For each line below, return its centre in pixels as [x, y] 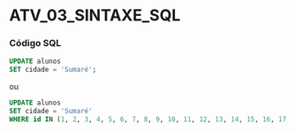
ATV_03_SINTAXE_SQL [95, 16]
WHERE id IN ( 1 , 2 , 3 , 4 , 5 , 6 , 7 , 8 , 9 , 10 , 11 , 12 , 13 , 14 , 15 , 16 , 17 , [150, 119]
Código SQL [35, 43]
